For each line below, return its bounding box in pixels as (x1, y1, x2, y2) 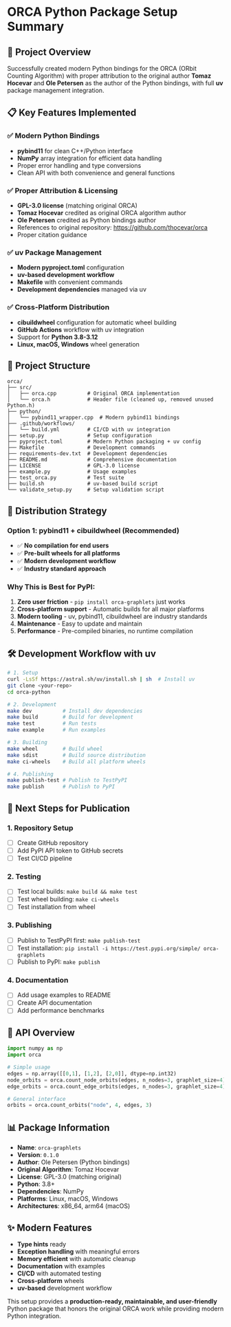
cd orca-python (7, 688, 51, 695)
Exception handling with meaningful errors (16, 1247, 140, 1255)
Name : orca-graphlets (16, 1143, 81, 1152)
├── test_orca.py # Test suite (7, 474, 125, 481)
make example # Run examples (7, 727, 107, 734)
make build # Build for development (7, 714, 134, 721)
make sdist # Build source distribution (7, 752, 146, 758)
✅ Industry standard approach (16, 564, 107, 573)
